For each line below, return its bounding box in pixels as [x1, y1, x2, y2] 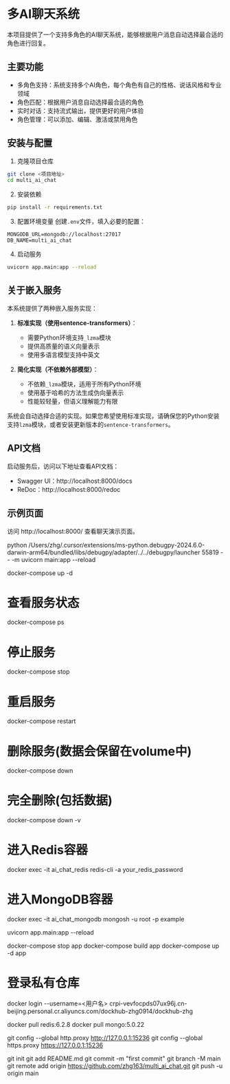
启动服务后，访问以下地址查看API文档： [7, 462, 119, 470]
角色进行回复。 [7, 39, 49, 47]
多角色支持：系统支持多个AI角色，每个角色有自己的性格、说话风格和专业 [16, 81, 222, 89]
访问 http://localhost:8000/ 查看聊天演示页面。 [7, 527, 139, 535]
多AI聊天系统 [7, 6, 80, 22]
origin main [7, 1069, 39, 1077]
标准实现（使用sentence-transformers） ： [16, 318, 137, 327]
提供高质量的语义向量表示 [27, 342, 100, 350]
